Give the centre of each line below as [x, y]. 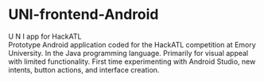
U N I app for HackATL [45, 36]
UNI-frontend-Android [83, 15]
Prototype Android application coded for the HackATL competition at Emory [132, 44]
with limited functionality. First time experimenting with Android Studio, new [132, 61]
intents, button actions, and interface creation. [84, 69]
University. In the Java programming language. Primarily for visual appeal [128, 53]
